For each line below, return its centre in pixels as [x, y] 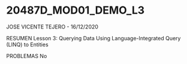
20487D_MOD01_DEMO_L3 [76, 10]
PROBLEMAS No [27, 56]
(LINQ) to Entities [28, 44]
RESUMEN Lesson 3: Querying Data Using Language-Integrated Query [93, 38]
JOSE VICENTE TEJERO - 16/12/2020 [52, 27]
